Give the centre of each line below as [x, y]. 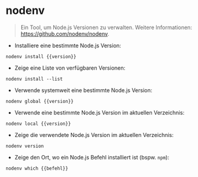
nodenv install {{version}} [41, 56]
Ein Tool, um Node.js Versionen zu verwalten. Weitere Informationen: [106, 27]
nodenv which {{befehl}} [37, 168]
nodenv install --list [34, 79]
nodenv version [25, 146]
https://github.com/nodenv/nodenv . [65, 33]
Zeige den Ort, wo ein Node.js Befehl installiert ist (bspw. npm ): [92, 157]
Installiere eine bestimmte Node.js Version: [68, 45]
